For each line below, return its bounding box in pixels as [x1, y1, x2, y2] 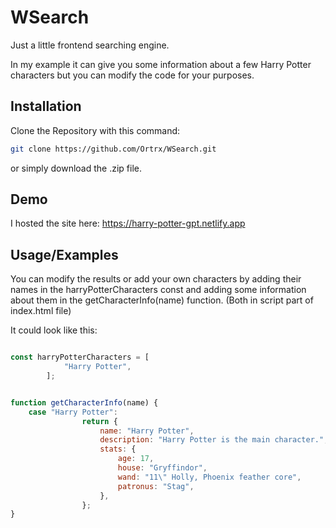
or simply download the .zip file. [10, 162, 142, 174]
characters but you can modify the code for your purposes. [10, 69, 255, 81]
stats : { [99, 444, 137, 455]
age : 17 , [117, 454, 155, 464]
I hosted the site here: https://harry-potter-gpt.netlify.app [10, 217, 246, 230]
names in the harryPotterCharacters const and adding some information [10, 284, 307, 296]
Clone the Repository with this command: [10, 124, 181, 136]
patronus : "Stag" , [117, 481, 195, 491]
